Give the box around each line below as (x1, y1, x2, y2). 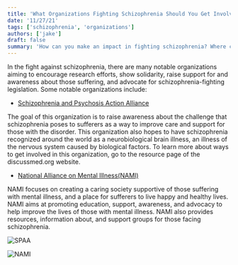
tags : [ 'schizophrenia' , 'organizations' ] (7, 23, 135, 30)
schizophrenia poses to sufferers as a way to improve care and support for (7, 120, 225, 128)
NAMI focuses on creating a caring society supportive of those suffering (7, 185, 219, 193)
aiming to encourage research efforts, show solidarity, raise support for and (7, 70, 229, 78)
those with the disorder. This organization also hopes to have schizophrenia (7, 128, 228, 136)
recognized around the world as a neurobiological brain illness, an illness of (7, 135, 228, 143)
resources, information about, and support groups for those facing (7, 215, 201, 223)
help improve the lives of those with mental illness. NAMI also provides (7, 208, 214, 216)
